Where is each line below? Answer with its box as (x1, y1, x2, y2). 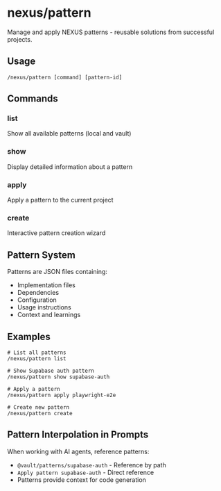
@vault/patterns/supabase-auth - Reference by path (17, 460, 166, 469)
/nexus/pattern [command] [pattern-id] (7, 74, 123, 81)
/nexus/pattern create (7, 410, 73, 417)
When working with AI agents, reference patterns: (7, 447, 150, 456)
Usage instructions (17, 303, 71, 312)
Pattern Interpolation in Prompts (7, 429, 149, 441)
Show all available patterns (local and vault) (7, 129, 132, 138)
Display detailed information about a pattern (7, 162, 133, 171)
